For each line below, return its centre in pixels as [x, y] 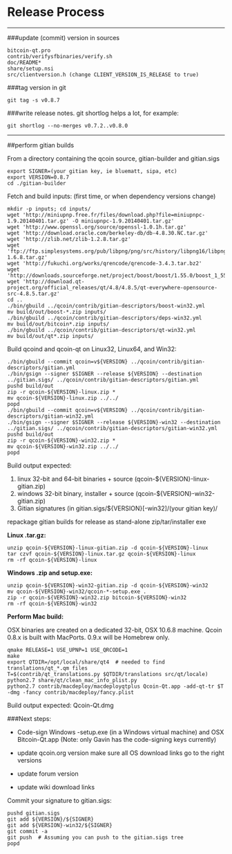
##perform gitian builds [41, 145]
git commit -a [28, 831]
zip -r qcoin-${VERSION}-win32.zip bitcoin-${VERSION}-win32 [97, 597]
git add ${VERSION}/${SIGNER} [51, 819]
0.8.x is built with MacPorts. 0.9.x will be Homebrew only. [89, 637]
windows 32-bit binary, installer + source [76, 493]
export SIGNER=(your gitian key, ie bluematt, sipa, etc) [92, 171]
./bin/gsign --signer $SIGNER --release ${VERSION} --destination [105, 374]
